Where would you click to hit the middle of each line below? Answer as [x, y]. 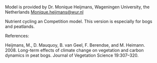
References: [17, 36]
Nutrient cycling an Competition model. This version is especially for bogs [79, 21]
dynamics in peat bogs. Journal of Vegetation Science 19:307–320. [72, 55]
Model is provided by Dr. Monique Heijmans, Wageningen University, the [77, 7]
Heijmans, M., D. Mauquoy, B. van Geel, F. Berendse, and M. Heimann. [75, 45]
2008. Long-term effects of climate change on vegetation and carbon [74, 50]
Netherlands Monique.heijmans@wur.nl [44, 12]
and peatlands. [20, 26]
